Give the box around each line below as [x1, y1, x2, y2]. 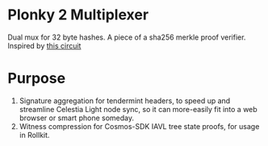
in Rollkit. [19, 130, 50, 140]
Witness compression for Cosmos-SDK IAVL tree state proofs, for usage [19, 121, 260, 131]
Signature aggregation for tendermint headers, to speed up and [19, 95, 231, 106]
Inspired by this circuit [7, 40, 82, 50]
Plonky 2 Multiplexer [7, 6, 149, 24]
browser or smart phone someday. [19, 113, 135, 123]
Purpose [7, 69, 66, 88]
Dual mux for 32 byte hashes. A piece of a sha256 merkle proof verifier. [7, 32, 246, 42]
